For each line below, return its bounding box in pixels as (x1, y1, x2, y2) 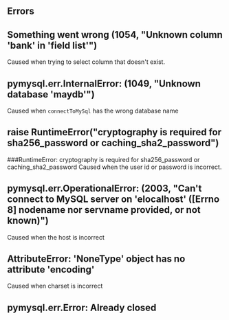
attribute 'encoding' (7, 264, 95, 275)
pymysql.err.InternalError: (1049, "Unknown (7, 78, 201, 89)
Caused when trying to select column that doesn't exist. (7, 58, 166, 66)
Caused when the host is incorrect (7, 233, 105, 241)
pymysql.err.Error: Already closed (7, 301, 157, 313)
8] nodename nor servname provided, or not (7, 204, 201, 216)
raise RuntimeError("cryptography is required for (7, 126, 222, 138)
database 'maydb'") (7, 89, 95, 100)
